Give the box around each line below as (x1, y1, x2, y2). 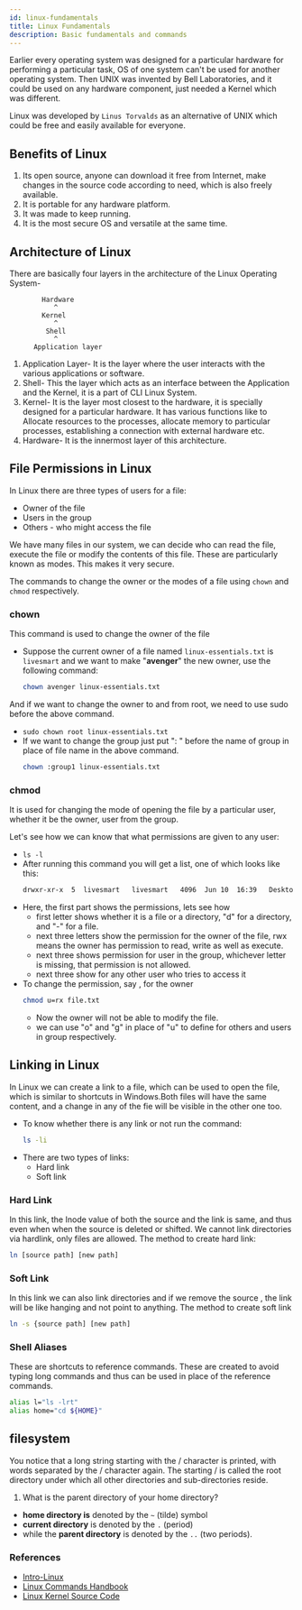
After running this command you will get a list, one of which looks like (22, 859, 281, 869)
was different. (9, 93, 61, 104)
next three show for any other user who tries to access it (35, 969, 246, 980)
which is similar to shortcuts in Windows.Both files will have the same (9, 1090, 268, 1101)
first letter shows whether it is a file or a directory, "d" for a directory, (35, 912, 292, 923)
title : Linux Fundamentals (9, 22, 111, 31)
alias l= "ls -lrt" (9, 1398, 78, 1407)
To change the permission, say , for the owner (22, 979, 194, 989)
